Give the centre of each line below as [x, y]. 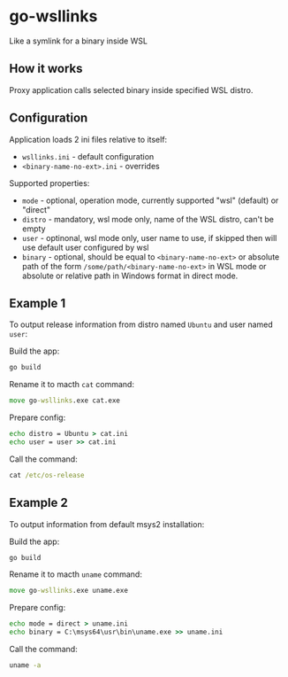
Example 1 [38, 303]
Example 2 [38, 503]
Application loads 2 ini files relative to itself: [88, 139]
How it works [46, 69]
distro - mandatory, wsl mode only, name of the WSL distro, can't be [148, 219]
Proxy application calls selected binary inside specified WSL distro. [131, 89]
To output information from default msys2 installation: [107, 524]
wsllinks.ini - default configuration [88, 156]
